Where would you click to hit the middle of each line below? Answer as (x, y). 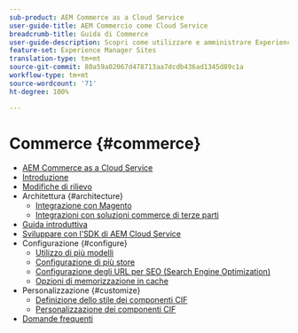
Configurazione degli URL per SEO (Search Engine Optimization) (153, 272)
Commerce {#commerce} (105, 143)
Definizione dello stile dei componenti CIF (111, 300)
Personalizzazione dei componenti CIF (106, 309)
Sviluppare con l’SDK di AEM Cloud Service (102, 234)
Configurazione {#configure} (75, 243)
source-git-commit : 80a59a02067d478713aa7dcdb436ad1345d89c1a (126, 67)
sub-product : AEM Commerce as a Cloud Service (97, 17)
